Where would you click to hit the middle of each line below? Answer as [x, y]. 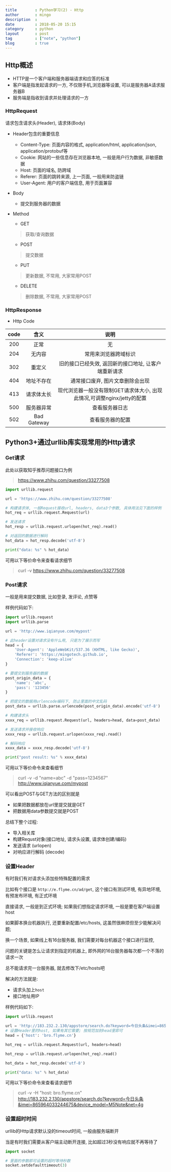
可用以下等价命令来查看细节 [34, 768]
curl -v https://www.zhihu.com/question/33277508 [71, 570]
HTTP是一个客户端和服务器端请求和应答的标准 [61, 78]
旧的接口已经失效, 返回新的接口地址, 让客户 [110, 364]
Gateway [38, 423]
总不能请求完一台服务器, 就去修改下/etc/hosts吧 [55, 968]
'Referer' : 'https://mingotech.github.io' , [61, 655]
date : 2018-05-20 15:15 [41, 24]
